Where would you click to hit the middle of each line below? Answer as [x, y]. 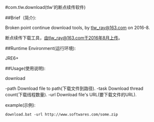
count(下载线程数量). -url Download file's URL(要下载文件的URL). [71, 95]
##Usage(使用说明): [25, 68]
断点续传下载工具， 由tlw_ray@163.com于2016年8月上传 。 [64, 38]
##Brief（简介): [21, 18]
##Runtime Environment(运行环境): [40, 48]
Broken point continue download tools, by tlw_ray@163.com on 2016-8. [77, 28]
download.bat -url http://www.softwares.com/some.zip [62, 115]
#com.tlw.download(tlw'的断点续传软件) [45, 7]
